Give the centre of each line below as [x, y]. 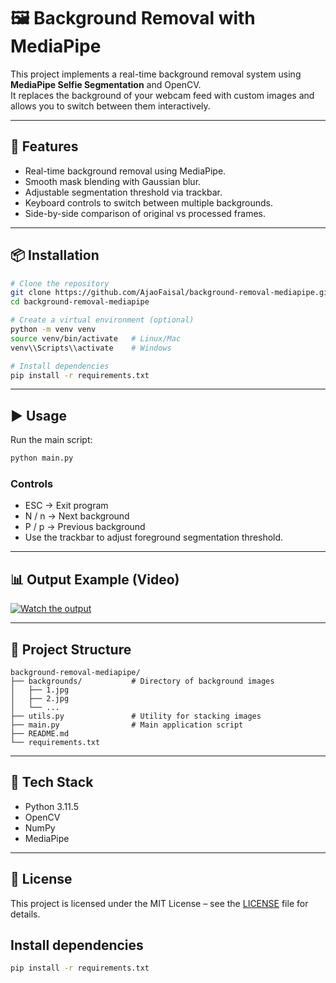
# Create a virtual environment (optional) [102, 320]
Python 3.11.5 [51, 806]
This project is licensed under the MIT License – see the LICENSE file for [159, 903]
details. [25, 914]
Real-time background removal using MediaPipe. [125, 171]
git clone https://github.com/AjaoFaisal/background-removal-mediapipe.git [171, 293]
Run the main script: [51, 440]
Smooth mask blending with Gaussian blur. [113, 181]
